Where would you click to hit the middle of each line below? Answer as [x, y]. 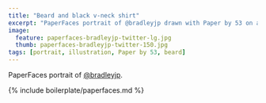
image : [19, 30]
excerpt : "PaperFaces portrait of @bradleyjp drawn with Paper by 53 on [131, 23]
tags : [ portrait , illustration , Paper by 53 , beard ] [97, 52]
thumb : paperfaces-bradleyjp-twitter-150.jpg [92, 45]
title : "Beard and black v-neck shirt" [74, 15]
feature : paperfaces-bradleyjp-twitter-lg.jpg [93, 38]
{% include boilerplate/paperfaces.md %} [76, 90]
